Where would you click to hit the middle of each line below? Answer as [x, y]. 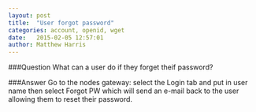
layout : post [30, 15]
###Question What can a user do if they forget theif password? [111, 67]
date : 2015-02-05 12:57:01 [56, 37]
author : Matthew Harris [47, 45]
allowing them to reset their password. [70, 99]
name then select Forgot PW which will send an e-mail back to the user [124, 91]
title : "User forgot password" [61, 23]
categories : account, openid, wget [67, 30]
